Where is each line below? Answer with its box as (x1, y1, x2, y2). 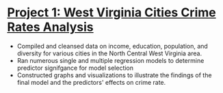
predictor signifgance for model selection (16, 64, 134, 72)
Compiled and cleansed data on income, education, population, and (16, 42, 209, 50)
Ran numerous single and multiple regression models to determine (16, 56, 205, 64)
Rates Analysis (7, 19, 94, 35)
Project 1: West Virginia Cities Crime (7, 5, 217, 21)
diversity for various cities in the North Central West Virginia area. (16, 49, 202, 57)
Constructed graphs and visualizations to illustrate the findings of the (16, 70, 212, 79)
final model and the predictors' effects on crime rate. (16, 78, 166, 86)
